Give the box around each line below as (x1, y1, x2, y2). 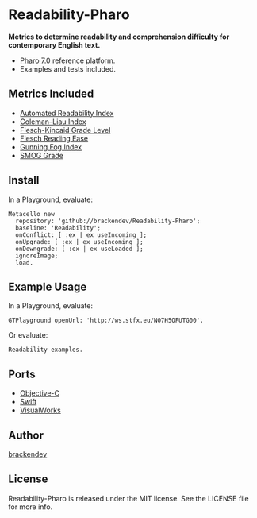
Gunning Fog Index (19, 141, 82, 152)
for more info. (8, 502, 53, 512)
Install (8, 173, 40, 187)
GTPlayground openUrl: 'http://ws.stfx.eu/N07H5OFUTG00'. (8, 316, 204, 325)
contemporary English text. (8, 40, 101, 49)
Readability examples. (8, 346, 83, 354)
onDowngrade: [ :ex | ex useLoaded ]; (15, 245, 144, 253)
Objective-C (19, 388, 60, 398)
